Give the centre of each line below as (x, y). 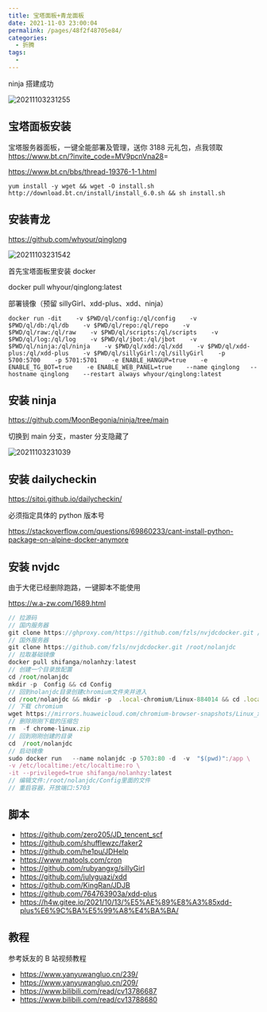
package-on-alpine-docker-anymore (68, 540)
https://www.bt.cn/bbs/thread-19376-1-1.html (83, 171)
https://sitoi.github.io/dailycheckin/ (65, 499)
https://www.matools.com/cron (71, 859)
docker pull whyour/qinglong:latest (65, 286)
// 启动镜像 (26, 751)
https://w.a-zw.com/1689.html (57, 603)
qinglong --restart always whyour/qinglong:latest (131, 374)
